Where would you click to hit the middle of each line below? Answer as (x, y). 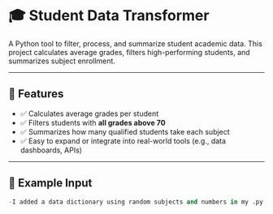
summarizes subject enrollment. (62, 61)
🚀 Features (36, 94)
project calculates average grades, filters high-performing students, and (129, 52)
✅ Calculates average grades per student (89, 113)
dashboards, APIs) (51, 150)
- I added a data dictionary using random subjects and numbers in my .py (136, 202)
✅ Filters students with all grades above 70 (93, 122)
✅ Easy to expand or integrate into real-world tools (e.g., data (123, 141)
